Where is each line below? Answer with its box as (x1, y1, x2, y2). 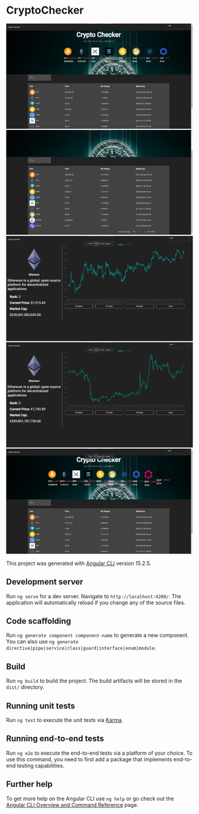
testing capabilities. (17, 762, 65, 769)
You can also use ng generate (6, 638, 79, 645)
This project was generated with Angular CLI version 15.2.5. (6, 560, 152, 567)
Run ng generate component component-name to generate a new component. (6, 632, 190, 639)
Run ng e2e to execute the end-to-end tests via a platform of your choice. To (6, 749, 193, 756)
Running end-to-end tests (6, 733, 104, 744)
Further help (6, 779, 53, 789)
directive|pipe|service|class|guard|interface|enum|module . (6, 644, 156, 652)
